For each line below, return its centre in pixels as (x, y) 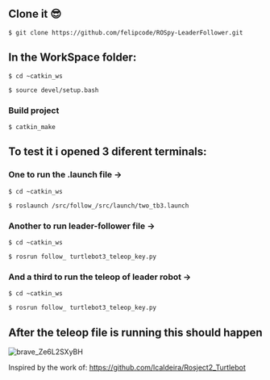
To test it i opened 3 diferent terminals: (108, 152)
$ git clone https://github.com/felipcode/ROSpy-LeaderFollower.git (126, 32)
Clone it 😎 (35, 14)
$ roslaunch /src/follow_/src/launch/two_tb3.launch (99, 206)
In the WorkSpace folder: (73, 58)
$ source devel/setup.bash (54, 90)
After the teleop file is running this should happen (135, 332)
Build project (34, 111)
